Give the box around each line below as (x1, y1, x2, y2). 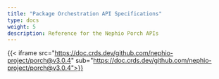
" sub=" (70, 57, 94, 65)
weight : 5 (7, 23, 37, 30)
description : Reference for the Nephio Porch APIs (7, 29, 159, 37)
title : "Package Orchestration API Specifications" (7, 10, 162, 17)
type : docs (7, 17, 39, 24)
